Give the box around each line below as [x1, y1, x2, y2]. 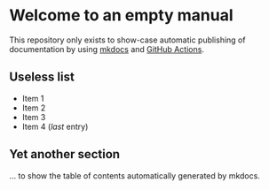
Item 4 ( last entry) [21, 121, 89, 132]
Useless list [9, 70, 75, 85]
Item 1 [21, 93, 44, 103]
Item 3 [21, 111, 46, 122]
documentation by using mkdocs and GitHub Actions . [9, 43, 204, 54]
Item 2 [21, 103, 46, 113]
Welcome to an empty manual [9, 5, 233, 26]
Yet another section [9, 147, 121, 162]
